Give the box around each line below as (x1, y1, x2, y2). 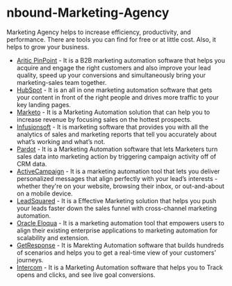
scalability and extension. (16, 233, 90, 241)
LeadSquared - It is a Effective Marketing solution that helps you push (16, 196, 217, 205)
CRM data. (16, 159, 47, 168)
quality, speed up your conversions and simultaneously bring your (16, 71, 206, 79)
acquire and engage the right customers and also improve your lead (16, 63, 211, 72)
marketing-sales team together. (16, 78, 107, 86)
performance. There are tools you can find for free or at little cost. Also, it (6, 35, 217, 43)
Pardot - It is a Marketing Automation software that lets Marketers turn (16, 145, 218, 153)
